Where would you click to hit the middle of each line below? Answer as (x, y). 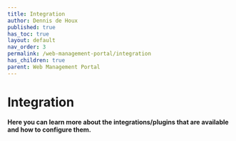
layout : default (31, 41)
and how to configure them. (49, 130)
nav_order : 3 (27, 47)
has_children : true (36, 61)
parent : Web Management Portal (54, 67)
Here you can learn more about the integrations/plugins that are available (118, 122)
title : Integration (36, 14)
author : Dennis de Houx (43, 21)
